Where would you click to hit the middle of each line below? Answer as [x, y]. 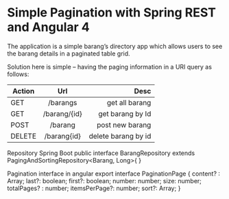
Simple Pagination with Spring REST [111, 13]
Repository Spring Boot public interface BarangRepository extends [101, 153]
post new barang [124, 125]
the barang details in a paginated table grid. [69, 54]
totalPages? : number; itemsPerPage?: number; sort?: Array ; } [94, 188]
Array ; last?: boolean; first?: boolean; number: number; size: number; [105, 180]
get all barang [129, 102]
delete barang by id [120, 136]
